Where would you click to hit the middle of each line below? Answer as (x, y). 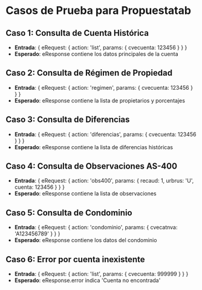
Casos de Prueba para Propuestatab (99, 11)
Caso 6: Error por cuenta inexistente (76, 259)
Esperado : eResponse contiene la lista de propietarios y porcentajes (100, 100)
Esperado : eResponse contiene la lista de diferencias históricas (94, 147)
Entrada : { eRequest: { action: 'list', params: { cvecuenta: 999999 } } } (101, 274)
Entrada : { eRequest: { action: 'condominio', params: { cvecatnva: (96, 228)
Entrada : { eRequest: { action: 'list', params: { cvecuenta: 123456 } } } (101, 47)
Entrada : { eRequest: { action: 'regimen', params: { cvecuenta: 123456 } (103, 87)
